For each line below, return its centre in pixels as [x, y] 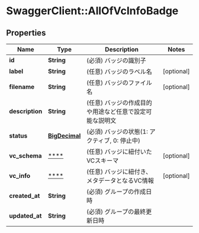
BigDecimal [64, 136]
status [18, 136]
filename [22, 87]
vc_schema [26, 156]
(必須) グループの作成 [116, 192]
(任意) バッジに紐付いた [119, 151]
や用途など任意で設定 [116, 112]
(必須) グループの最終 [116, 212]
